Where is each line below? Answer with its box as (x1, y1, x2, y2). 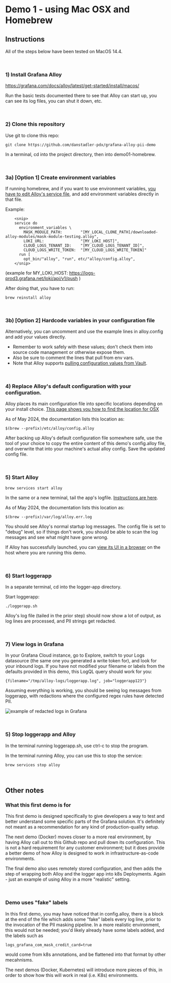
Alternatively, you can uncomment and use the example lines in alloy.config (5, 328, 163, 334)
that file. (5, 196, 23, 203)
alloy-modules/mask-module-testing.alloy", (5, 234, 99, 239)
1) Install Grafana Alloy (5, 71, 62, 78)
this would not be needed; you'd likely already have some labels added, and (5, 927, 164, 933)
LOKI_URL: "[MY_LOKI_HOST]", (23, 238, 120, 243)
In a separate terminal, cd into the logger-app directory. (5, 584, 122, 590)
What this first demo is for (5, 801, 71, 809)
